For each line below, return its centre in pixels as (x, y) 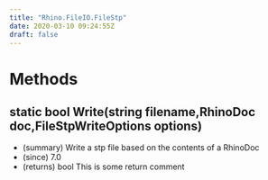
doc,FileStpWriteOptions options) (106, 126)
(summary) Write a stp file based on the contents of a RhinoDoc (141, 148)
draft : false (34, 34)
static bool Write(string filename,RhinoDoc (132, 112)
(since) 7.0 (42, 157)
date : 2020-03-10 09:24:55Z (62, 26)
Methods (44, 79)
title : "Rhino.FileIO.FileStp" (68, 18)
